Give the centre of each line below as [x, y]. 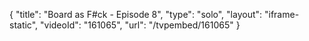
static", [24, 25]
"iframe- [281, 14]
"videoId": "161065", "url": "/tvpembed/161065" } [140, 25]
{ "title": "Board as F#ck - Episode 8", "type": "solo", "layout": [136, 14]
